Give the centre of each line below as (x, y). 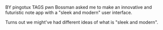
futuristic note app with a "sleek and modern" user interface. (69, 12)
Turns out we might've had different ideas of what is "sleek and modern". (82, 22)
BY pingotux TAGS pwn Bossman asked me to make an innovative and (79, 7)
